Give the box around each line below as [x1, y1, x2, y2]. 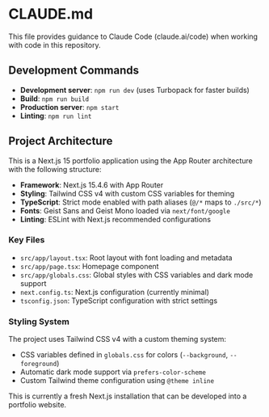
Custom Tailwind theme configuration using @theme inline [19, 376, 215, 385]
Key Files [8, 234, 45, 246]
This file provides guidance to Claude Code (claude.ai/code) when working [8, 32, 258, 41]
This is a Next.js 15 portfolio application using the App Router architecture [8, 155, 253, 166]
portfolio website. [8, 400, 67, 410]
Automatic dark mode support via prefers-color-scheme [19, 367, 206, 377]
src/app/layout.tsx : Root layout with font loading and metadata [19, 252, 233, 263]
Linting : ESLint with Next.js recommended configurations [19, 214, 212, 224]
